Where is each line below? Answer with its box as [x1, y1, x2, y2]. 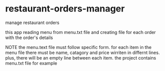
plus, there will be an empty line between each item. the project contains [5, 54, 156, 60]
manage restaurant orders [5, 19, 60, 25]
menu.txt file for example [5, 60, 58, 66]
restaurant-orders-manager [5, 3, 125, 14]
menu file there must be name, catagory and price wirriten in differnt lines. [5, 49, 160, 55]
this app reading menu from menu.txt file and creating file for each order [5, 29, 156, 35]
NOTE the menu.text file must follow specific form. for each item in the [5, 44, 152, 50]
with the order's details [5, 34, 53, 40]
